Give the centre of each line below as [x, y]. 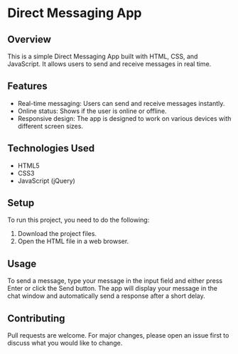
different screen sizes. [50, 126]
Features [27, 86]
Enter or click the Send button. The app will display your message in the [113, 289]
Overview [29, 39]
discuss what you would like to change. [65, 343]
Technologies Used [51, 148]
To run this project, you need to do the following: [79, 220]
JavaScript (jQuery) [47, 181]
